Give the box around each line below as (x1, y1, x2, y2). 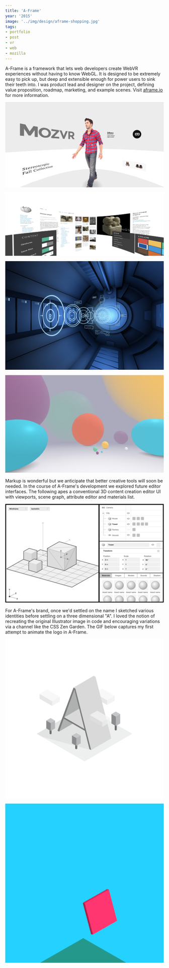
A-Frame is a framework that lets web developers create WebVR (5, 65, 138, 71)
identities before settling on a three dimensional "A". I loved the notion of (5, 613, 155, 619)
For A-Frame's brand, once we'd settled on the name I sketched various (5, 608, 154, 614)
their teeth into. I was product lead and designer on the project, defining (5, 81, 154, 87)
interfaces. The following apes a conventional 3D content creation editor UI (5, 489, 161, 495)
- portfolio (5, 29, 30, 35)
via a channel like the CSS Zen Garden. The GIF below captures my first (5, 624, 153, 630)
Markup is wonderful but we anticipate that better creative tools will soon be (5, 478, 163, 484)
